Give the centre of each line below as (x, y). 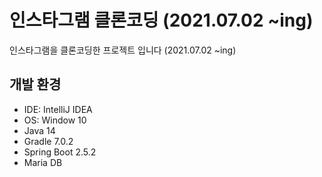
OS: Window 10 (55, 120)
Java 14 (39, 130)
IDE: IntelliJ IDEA (58, 109)
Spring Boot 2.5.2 (60, 152)
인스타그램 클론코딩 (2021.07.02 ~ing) (161, 20)
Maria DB (43, 162)
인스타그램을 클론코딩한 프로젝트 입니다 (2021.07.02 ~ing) (123, 50)
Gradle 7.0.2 (48, 141)
